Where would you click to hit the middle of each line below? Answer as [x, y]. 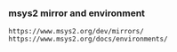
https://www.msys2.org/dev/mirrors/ [76, 32]
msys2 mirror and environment [77, 13]
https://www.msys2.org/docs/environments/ [88, 39]
